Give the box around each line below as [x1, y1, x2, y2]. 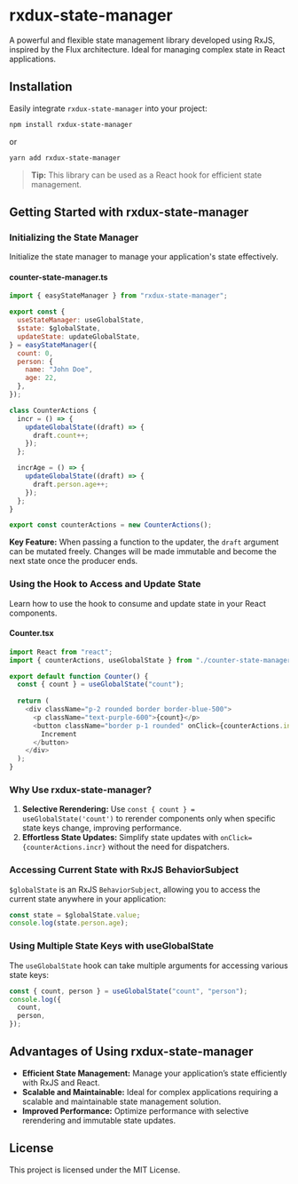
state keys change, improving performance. [21, 822, 182, 833]
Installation [9, 79, 73, 94]
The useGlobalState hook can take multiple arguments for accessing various [9, 960, 288, 971]
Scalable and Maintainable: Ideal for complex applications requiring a [21, 1086, 278, 1097]
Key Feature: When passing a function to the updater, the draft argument [9, 536, 279, 547]
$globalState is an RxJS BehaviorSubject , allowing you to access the [9, 884, 261, 894]
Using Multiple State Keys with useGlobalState [9, 940, 215, 952]
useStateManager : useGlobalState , [17, 316, 145, 325]
